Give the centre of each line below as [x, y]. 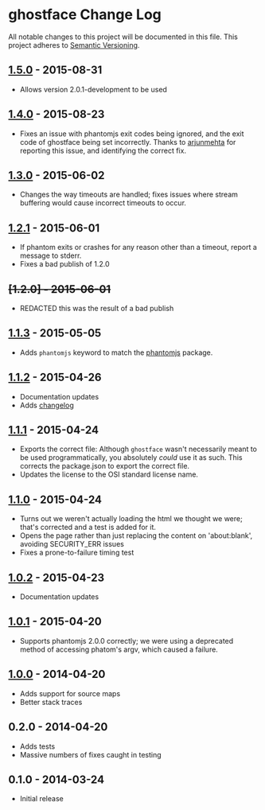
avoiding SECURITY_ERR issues [72, 544]
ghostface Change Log [85, 15]
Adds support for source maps [70, 693]
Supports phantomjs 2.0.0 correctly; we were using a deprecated [127, 641]
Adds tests [37, 746]
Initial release [41, 799]
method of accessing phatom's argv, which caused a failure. [119, 649]
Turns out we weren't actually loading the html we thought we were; [131, 519]
